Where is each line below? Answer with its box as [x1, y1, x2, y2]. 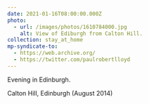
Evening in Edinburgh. [7, 75, 71, 84]
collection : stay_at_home [7, 37, 83, 44]
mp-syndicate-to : [7, 43, 58, 50]
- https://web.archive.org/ [13, 50, 96, 57]
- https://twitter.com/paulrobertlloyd [13, 56, 131, 63]
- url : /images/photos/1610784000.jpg [13, 23, 128, 30]
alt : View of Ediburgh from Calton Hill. [20, 30, 143, 37]
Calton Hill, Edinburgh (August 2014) [7, 89, 113, 97]
